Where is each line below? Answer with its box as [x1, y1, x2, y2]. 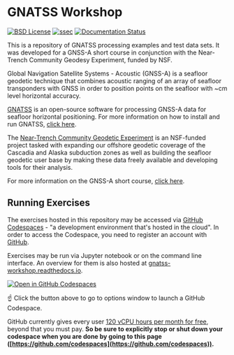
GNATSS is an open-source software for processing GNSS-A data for [7, 105, 207, 113]
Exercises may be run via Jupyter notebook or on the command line [7, 251, 203, 259]
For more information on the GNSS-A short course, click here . [7, 176, 185, 185]
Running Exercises [7, 197, 91, 209]
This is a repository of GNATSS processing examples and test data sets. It [7, 41, 220, 49]
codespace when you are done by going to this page [7, 332, 162, 340]
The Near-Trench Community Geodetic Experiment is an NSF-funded [7, 133, 206, 142]
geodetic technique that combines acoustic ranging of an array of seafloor [7, 76, 222, 85]
